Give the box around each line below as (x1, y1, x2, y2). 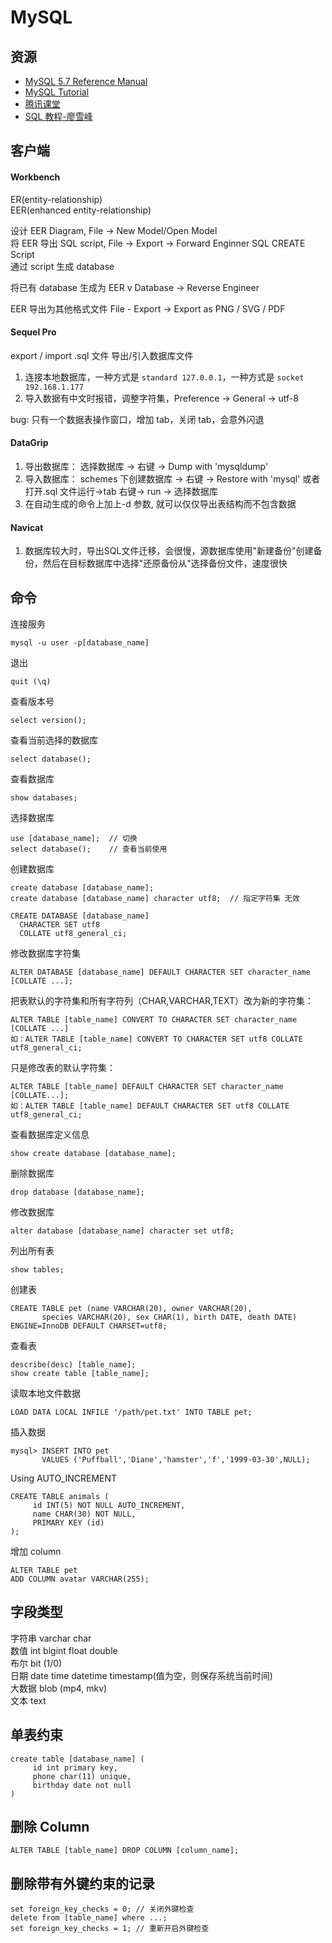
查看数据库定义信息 (10, 1129, 90, 1141)
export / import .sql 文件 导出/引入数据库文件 (10, 349, 194, 361)
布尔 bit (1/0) (10, 1657, 63, 1669)
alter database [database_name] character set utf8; (10, 1226, 235, 1236)
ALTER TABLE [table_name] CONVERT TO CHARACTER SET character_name (10, 1015, 298, 1025)
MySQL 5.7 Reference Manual (24, 76, 148, 87)
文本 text (10, 1694, 47, 1706)
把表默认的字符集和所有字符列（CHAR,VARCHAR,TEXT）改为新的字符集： (10, 995, 315, 1007)
